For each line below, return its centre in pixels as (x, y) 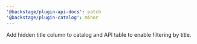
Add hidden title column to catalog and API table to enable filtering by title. (99, 34)
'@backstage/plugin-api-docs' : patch (54, 12)
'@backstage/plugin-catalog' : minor (52, 17)
